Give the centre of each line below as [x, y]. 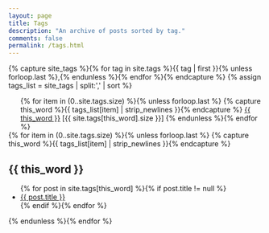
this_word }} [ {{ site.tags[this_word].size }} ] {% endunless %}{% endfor [139, 118]
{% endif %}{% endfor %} [63, 205]
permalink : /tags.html [46, 46]
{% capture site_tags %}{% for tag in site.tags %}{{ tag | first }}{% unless [130, 68]
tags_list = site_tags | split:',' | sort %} [70, 86]
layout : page [30, 16]
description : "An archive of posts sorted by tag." [97, 31]
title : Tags [28, 23]
